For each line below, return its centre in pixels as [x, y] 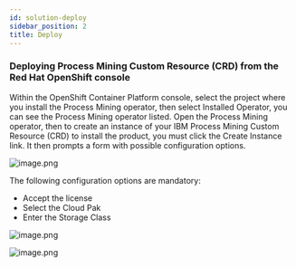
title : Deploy [36, 34]
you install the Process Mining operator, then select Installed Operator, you [148, 107]
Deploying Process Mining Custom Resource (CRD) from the [144, 66]
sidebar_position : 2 [48, 26]
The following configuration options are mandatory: [105, 180]
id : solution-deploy [48, 18]
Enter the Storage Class [67, 217]
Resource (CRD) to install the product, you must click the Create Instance [146, 136]
